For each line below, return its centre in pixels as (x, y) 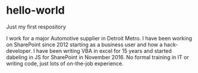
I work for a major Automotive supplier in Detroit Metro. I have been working (99, 38)
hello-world (36, 10)
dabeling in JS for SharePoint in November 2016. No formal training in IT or (98, 57)
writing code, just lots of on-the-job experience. (65, 64)
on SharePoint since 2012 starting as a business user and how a (84, 45)
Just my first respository (36, 27)
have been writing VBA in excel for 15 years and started (104, 50)
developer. (19, 50)
